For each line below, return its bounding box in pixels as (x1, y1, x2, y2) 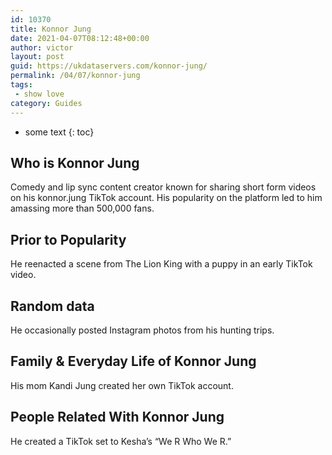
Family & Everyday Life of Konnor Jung (10, 353, 257, 370)
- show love (14, 89, 65, 99)
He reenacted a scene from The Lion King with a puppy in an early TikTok (10, 258, 313, 270)
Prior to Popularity (10, 231, 127, 248)
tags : (10, 80, 33, 90)
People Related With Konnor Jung (10, 409, 225, 426)
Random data (10, 297, 95, 315)
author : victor (10, 42, 74, 53)
